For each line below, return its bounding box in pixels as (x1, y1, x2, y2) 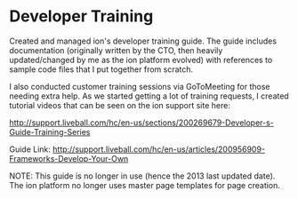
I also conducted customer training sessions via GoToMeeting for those (9, 81, 270, 92)
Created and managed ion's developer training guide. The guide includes (9, 36, 278, 46)
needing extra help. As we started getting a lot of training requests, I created (9, 91, 289, 101)
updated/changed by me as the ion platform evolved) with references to (9, 54, 273, 65)
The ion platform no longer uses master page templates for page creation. (9, 179, 280, 190)
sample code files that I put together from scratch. (9, 64, 194, 75)
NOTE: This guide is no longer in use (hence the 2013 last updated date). (9, 171, 276, 181)
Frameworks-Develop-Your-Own (9, 153, 129, 163)
